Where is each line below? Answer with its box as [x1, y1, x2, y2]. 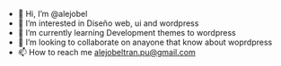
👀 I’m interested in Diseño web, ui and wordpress [17, 18, 199, 29]
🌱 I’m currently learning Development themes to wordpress [17, 28, 236, 37]
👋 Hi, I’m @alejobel [17, 9, 88, 19]
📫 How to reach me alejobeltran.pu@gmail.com [17, 47, 196, 57]
